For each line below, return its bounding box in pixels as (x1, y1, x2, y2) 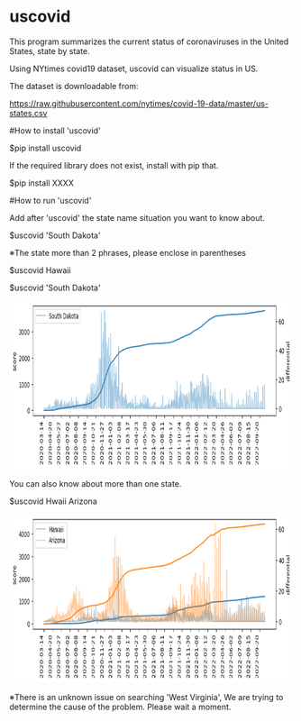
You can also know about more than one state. (9, 478, 182, 488)
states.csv (9, 107, 48, 118)
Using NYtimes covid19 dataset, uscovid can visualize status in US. (9, 63, 259, 74)
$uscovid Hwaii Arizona (9, 496, 97, 507)
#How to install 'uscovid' (9, 124, 101, 136)
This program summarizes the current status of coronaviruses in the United (9, 36, 289, 47)
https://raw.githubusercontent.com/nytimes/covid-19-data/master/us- (9, 97, 269, 109)
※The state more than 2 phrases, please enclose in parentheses (9, 247, 246, 258)
